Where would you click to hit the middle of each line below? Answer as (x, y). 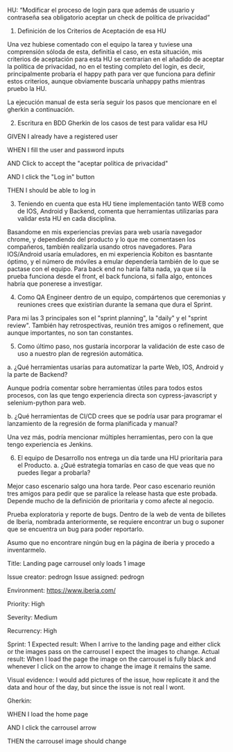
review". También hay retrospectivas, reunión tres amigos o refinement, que (115, 325)
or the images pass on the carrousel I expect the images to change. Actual (113, 652)
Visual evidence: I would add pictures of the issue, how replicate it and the (113, 680)
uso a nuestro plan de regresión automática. (80, 353)
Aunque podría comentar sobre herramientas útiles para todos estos (105, 388)
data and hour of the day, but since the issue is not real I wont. (96, 687)
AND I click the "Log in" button (51, 177)
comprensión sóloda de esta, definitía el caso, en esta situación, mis (105, 52)
